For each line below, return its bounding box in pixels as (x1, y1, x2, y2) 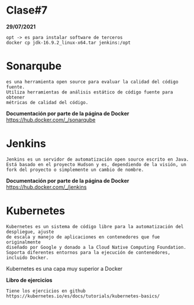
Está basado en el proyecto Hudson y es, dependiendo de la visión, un (6, 161, 186, 167)
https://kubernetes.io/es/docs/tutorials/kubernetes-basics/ (6, 293, 160, 299)
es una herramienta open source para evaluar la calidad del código (6, 79, 179, 85)
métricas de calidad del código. (6, 99, 89, 105)
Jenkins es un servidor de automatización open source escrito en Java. (6, 156, 189, 163)
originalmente (6, 239, 41, 245)
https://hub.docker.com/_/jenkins (6, 183, 87, 190)
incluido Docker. (6, 255, 49, 261)
